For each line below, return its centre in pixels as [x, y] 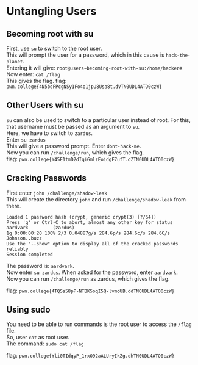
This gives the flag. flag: [37, 81]
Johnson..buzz [24, 238]
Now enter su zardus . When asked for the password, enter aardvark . [92, 272]
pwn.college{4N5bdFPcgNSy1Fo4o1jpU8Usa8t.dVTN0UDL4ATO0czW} [84, 87]
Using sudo [28, 310]
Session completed [30, 255]
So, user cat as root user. [38, 338]
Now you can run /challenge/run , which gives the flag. [75, 152]
